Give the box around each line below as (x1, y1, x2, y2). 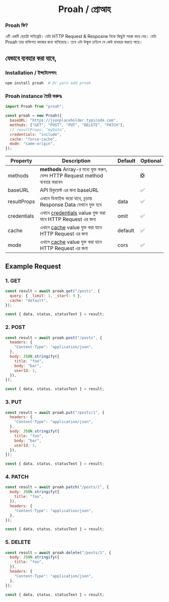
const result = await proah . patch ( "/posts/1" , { (5, 485, 109, 490)
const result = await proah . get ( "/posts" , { (5, 288, 100, 293)
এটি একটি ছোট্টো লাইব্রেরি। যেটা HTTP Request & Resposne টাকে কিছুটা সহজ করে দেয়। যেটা (5, 33, 157, 39)
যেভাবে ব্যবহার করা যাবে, (5, 54, 57, 63)
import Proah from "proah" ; (5, 104, 64, 109)
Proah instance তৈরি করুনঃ (5, 92, 62, 99)
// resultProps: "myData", (10, 127, 66, 132)
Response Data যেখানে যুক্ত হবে (40, 201, 102, 208)
